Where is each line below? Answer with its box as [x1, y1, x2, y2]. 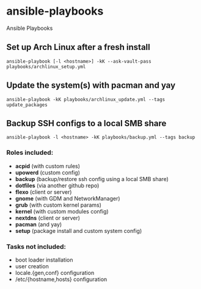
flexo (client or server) [15, 188, 72, 196]
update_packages [6, 102, 48, 108]
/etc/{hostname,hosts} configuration [15, 276, 108, 283]
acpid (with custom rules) [15, 162, 81, 169]
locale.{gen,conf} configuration [15, 269, 95, 276]
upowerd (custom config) [15, 169, 81, 176]
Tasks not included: [6, 242, 66, 251]
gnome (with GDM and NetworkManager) [15, 194, 120, 202]
